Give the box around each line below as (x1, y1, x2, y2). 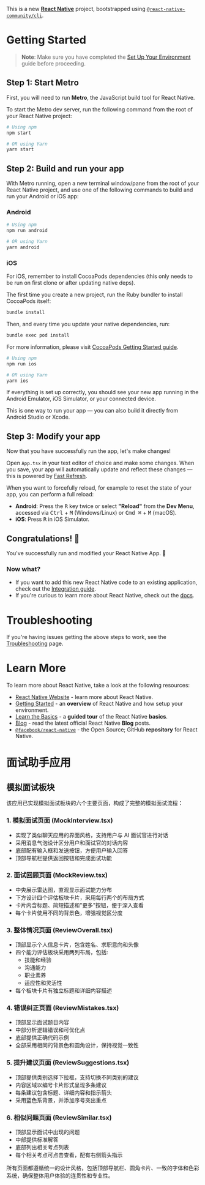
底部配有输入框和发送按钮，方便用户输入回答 (15, 847, 129, 854)
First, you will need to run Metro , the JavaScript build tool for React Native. (6, 94, 195, 101)
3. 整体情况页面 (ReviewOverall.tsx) (6, 925, 113, 934)
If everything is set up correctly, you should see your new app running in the (6, 389, 199, 396)
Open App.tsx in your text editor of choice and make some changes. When (6, 459, 195, 467)
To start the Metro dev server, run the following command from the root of (6, 105, 193, 113)
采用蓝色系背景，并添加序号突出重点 (15, 1096, 107, 1104)
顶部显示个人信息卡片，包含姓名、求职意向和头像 (15, 941, 139, 948)
